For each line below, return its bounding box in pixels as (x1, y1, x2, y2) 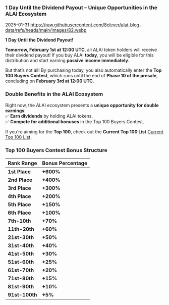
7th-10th (8, 217, 31, 224)
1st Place (8, 168, 31, 175)
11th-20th (8, 225, 34, 232)
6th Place (8, 209, 31, 216)
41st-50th (8, 250, 34, 257)
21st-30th (8, 234, 34, 241)
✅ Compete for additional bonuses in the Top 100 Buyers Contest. (5, 118, 145, 125)
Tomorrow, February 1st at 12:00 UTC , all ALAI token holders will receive (5, 47, 157, 53)
